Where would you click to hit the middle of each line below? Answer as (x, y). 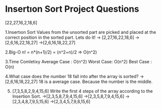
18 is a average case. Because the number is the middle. (96, 82)
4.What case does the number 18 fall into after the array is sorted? (72, 76)
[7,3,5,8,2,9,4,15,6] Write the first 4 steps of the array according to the (82, 91)
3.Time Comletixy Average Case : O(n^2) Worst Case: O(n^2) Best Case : (79, 61)
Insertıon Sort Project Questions (72, 9)
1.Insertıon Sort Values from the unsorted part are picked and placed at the (80, 32)
